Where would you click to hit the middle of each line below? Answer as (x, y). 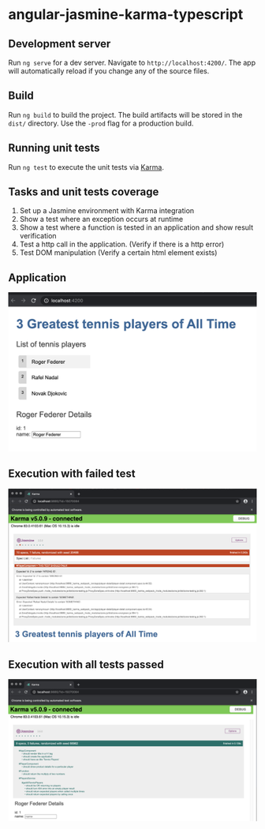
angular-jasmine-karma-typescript (126, 15)
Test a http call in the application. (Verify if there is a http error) (122, 244)
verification (38, 236)
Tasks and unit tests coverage (84, 192)
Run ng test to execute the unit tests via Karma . (86, 167)
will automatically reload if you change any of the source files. (109, 71)
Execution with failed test (72, 474)
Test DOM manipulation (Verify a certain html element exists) (118, 253)
